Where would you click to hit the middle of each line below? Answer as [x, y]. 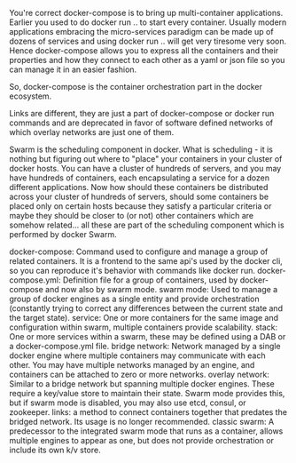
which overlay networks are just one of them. [92, 132]
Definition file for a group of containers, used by [150, 280]
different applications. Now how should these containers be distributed [139, 187]
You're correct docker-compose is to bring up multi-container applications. [146, 13]
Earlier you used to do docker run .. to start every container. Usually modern [148, 22]
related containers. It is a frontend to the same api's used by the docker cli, [146, 261]
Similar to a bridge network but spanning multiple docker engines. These [142, 384]
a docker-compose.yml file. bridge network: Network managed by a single [145, 346]
